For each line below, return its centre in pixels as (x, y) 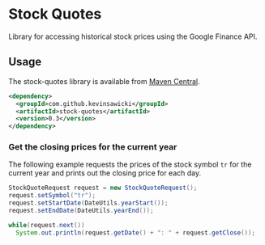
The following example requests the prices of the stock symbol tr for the (130, 165)
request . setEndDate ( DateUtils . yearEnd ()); (81, 211)
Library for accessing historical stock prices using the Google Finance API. (133, 36)
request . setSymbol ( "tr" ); (52, 196)
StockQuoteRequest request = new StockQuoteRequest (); (103, 188)
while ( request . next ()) (47, 225)
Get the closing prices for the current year (93, 147)
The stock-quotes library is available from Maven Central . (104, 81)
